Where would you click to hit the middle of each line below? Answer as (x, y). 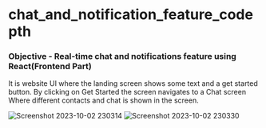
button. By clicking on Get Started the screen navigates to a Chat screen (127, 92)
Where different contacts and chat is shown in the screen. (103, 100)
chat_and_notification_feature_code (131, 15)
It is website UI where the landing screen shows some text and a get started (133, 83)
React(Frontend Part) (50, 67)
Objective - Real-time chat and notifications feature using (123, 56)
